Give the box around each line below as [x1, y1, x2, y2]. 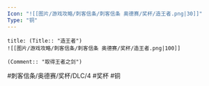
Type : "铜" [7, 17, 38, 24]
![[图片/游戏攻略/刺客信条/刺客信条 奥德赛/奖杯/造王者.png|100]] [7, 45, 181, 52]
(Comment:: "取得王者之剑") [7, 58, 82, 65]
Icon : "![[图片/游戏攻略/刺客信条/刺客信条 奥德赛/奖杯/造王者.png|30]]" [7, 10, 203, 17]
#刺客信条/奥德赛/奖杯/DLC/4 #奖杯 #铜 [7, 71, 121, 80]
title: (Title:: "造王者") [7, 37, 82, 44]
